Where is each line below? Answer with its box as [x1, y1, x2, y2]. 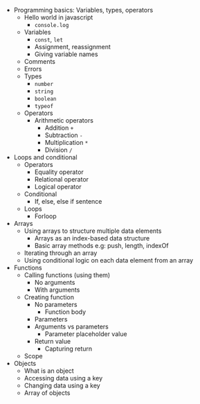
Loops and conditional [13, 153, 78, 161]
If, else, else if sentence [34, 197, 102, 205]
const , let [34, 35, 64, 44]
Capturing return [44, 344, 93, 353]
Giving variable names [34, 50, 98, 58]
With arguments [34, 286, 80, 294]
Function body [44, 308, 87, 316]
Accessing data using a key [24, 374, 103, 382]
